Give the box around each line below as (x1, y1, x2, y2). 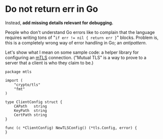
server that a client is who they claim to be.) (5, 60, 94, 66)
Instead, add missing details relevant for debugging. (5, 20, 114, 26)
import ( (5, 78, 23, 83)
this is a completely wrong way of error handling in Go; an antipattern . (5, 39, 147, 45)
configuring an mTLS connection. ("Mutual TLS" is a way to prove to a (5, 54, 146, 60)
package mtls (5, 69, 32, 74)
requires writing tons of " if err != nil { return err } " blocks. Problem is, (5, 35, 159, 40)
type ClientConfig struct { (5, 100, 63, 104)
